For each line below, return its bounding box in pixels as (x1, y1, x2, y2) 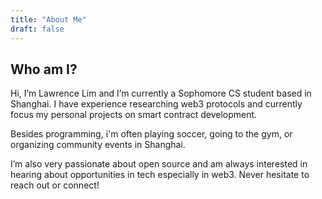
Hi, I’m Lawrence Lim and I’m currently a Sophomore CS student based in (10, 87, 312, 100)
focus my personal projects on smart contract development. (10, 109, 258, 121)
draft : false (10, 24, 65, 34)
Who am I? (10, 61, 78, 78)
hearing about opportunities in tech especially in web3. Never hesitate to (10, 169, 310, 181)
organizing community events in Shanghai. (10, 139, 186, 151)
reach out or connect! (10, 179, 100, 191)
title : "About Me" (10, 14, 87, 25)
